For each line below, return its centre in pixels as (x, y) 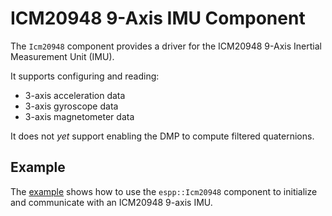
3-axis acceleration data (75, 95)
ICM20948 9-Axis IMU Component (158, 18)
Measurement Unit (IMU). (62, 56)
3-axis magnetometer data (79, 116)
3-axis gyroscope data (71, 106)
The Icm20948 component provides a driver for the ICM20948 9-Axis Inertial (166, 46)
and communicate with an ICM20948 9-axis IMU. (111, 202)
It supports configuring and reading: (85, 76)
